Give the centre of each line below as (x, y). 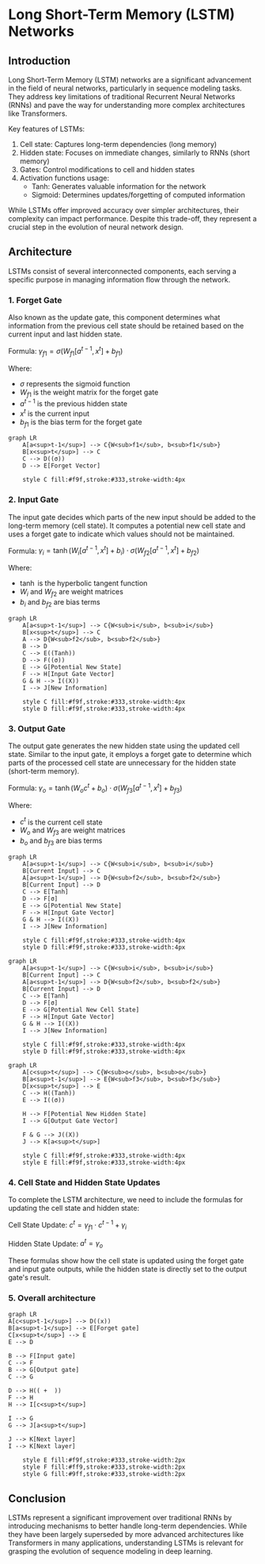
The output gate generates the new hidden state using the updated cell (124, 746)
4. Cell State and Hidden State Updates (84, 1182)
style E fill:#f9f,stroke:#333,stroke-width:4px (104, 1162)
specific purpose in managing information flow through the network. (119, 279)
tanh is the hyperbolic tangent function (83, 583)
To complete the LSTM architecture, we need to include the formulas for (126, 1200)
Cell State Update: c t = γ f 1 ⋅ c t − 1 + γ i (68, 1225)
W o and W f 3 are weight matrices (72, 831)
